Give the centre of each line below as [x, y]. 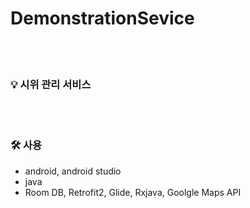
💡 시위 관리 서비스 [51, 84]
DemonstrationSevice [102, 18]
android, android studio [73, 171]
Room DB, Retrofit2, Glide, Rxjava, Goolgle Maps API [133, 192]
